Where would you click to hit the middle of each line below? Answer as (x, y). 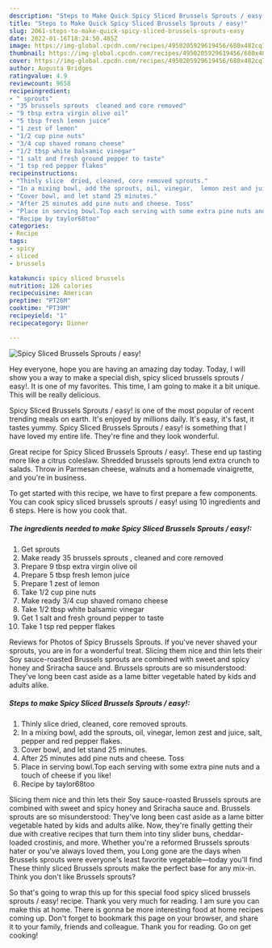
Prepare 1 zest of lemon (60, 583)
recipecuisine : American (51, 293)
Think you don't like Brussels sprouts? (73, 876)
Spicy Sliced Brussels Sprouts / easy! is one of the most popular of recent (132, 410)
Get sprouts (40, 549)
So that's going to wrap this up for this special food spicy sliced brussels (130, 892)
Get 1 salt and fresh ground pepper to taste (92, 618)
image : (20, 46)
